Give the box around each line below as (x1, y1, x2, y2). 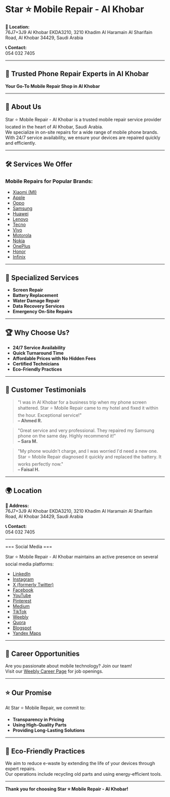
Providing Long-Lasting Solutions (12, 727, 85, 734)
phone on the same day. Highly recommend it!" (17, 433, 116, 439)
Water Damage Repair (12, 297, 60, 304)
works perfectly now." (17, 461, 64, 467)
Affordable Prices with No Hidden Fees (12, 355, 96, 361)
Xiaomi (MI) (12, 189, 37, 195)
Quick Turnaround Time (12, 350, 64, 356)
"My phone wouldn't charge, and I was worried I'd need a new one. (17, 448, 158, 454)
